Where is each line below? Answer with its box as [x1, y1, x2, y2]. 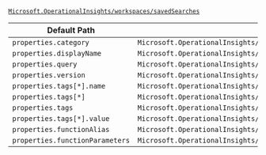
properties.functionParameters [12, 136, 131, 145]
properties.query [12, 60, 78, 69]
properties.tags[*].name [12, 81, 106, 90]
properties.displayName [12, 49, 102, 58]
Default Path [47, 25, 95, 36]
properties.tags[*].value [12, 115, 110, 123]
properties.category [12, 38, 89, 47]
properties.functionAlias [12, 125, 110, 134]
